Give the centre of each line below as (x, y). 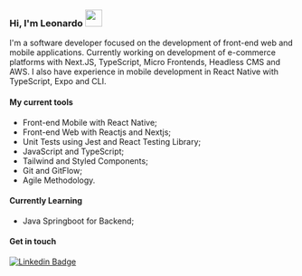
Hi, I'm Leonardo (46, 23)
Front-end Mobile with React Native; (90, 122)
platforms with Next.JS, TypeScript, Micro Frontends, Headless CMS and (145, 62)
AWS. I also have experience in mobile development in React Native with (144, 71)
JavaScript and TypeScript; (73, 151)
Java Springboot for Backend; (78, 221)
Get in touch (33, 242)
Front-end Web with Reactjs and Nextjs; (97, 132)
